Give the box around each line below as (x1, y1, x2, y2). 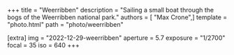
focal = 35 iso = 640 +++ (7, 41, 80, 49)
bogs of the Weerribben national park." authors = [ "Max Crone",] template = (7, 13, 228, 21)
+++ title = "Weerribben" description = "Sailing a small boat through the (7, 6, 214, 14)
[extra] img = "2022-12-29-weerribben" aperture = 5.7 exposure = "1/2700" (7, 34, 226, 42)
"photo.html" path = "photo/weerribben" (7, 21, 124, 28)
